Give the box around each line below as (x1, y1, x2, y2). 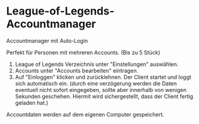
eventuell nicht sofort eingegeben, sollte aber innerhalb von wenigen (15, 86, 187, 93)
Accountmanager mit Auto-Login (6, 37, 88, 44)
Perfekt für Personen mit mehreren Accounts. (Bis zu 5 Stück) (6, 48, 160, 56)
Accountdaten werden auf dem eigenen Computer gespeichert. (6, 111, 165, 118)
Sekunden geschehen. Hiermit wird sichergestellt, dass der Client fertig (15, 93, 194, 100)
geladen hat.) (15, 99, 48, 106)
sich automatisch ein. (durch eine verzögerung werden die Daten (15, 80, 177, 87)
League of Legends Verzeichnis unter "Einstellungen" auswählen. (15, 60, 178, 68)
